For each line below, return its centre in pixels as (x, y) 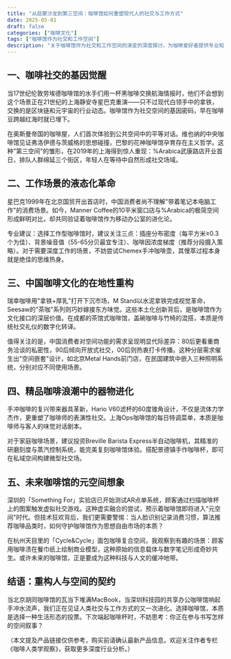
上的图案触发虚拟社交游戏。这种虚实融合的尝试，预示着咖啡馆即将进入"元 (111, 509)
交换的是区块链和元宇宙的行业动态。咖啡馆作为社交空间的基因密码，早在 (109, 110)
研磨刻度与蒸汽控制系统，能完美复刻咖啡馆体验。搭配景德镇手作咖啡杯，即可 (115, 450)
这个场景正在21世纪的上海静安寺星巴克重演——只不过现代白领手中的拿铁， (113, 101)
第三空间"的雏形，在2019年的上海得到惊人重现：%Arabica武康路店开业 (117, 151)
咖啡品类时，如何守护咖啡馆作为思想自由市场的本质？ (88, 526)
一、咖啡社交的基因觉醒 (57, 76)
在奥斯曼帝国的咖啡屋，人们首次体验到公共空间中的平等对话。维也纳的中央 (112, 134)
